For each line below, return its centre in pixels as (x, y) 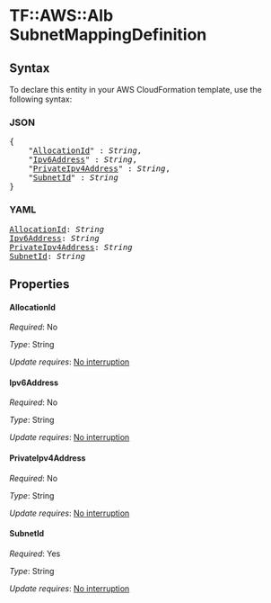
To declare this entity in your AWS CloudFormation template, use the (135, 90)
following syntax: (41, 99)
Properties (39, 284)
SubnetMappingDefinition (108, 35)
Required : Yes (35, 553)
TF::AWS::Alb (61, 16)
